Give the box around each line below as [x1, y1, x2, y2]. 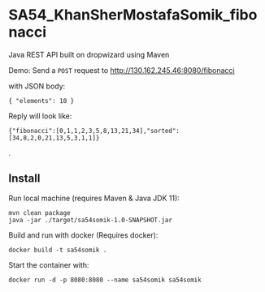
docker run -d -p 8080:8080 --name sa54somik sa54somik [8, 276, 202, 284]
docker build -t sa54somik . [8, 246, 107, 254]
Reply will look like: [8, 111, 72, 121]
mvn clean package [8, 208, 71, 217]
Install [8, 172, 41, 186]
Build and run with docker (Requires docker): [8, 230, 159, 240]
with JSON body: [8, 81, 66, 91]
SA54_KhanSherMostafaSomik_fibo [8, 6, 258, 24]
